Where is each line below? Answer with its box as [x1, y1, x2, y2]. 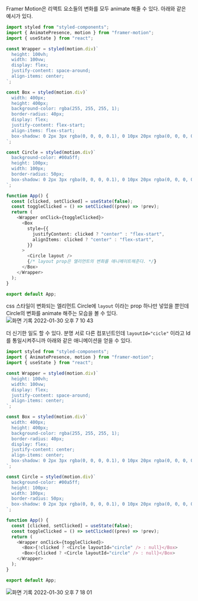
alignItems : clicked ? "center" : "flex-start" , [32, 236, 154, 243]
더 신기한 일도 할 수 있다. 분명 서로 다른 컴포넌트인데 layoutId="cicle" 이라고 [6, 329, 184, 337]
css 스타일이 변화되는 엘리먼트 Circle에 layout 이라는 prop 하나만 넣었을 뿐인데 [6, 302, 189, 309]
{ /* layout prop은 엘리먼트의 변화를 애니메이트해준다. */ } [27, 259, 157, 265]
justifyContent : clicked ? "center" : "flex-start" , [32, 231, 165, 237]
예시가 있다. [6, 12, 34, 19]
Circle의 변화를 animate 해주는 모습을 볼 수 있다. [6, 310, 118, 317]
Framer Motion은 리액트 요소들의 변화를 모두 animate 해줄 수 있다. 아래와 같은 [6, 5, 187, 12]
